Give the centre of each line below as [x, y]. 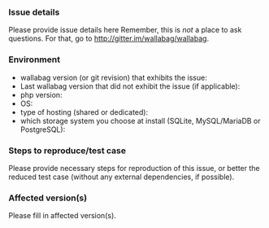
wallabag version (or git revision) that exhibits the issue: [113, 77]
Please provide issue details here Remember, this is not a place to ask [125, 30]
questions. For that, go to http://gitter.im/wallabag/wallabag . [109, 38]
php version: [41, 94]
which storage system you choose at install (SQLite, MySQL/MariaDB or [140, 121]
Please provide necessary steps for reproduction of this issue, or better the [134, 168]
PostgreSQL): [43, 129]
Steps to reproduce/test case [67, 151]
